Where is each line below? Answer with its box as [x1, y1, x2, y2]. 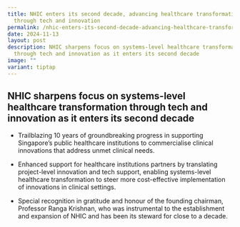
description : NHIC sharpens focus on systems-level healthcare [7, 44, 200, 51]
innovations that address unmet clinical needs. [17, 146, 155, 155]
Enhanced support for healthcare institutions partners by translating [17, 160, 218, 168]
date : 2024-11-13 [7, 30, 59, 38]
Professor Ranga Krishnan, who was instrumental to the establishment [17, 204, 225, 213]
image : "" [7, 57, 37, 64]
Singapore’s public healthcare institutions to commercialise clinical [17, 138, 214, 147]
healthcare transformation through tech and [7, 101, 209, 113]
